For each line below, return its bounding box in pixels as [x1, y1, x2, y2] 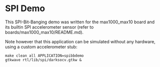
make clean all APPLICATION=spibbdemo [5, 53, 84, 58]
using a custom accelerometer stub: [5, 44, 78, 50]
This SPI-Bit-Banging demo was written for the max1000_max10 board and [5, 19, 155, 25]
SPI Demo [5, 3, 45, 14]
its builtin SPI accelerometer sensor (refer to [5, 24, 94, 30]
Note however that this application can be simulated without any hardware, [5, 38, 156, 44]
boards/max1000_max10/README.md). [5, 29, 84, 35]
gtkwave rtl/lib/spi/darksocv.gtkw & [5, 57, 82, 62]
